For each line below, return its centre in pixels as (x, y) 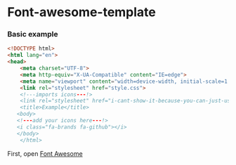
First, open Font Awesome (45, 153)
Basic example (33, 34)
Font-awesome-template (82, 12)
